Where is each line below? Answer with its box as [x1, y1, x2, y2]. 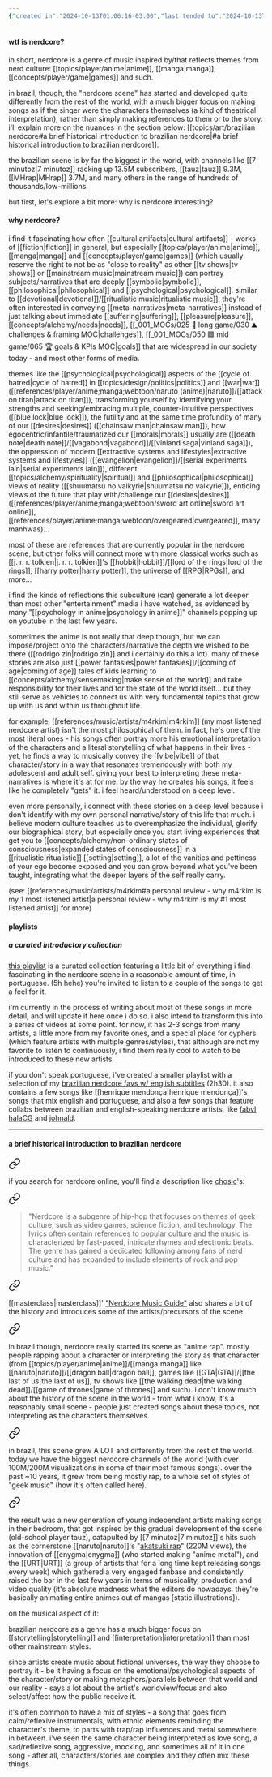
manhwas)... [8, 524, 50, 534]
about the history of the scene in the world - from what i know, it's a [8, 1393, 235, 1403]
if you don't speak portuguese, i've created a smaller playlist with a [8, 1069, 232, 1079]
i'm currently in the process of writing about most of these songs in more [8, 1002, 253, 1012]
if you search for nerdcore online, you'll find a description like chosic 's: [8, 1176, 245, 1185]
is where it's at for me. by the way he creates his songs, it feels [43, 777, 254, 787]
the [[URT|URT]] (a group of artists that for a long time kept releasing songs [8, 1558, 261, 1568]
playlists [8, 922, 38, 932]
